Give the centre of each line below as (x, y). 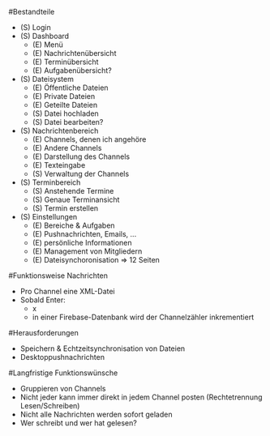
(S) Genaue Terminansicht (76, 199)
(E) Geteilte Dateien (65, 105)
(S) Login (35, 27)
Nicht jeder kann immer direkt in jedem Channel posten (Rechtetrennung (141, 397)
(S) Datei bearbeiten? (68, 122)
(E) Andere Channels (67, 148)
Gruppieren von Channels (63, 389)
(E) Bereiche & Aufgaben (73, 225)
